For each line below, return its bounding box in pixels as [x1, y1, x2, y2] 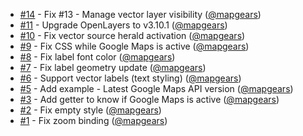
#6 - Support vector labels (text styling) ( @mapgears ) [19, 72, 242, 84]
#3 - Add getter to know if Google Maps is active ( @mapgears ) [19, 94, 280, 105]
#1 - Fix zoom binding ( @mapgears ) [19, 115, 168, 126]
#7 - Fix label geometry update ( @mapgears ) [19, 62, 207, 73]
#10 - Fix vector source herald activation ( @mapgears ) [19, 30, 246, 41]
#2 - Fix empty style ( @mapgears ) [19, 104, 162, 116]
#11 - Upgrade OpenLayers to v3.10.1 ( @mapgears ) [19, 19, 228, 31]
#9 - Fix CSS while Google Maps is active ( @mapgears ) [19, 40, 250, 52]
